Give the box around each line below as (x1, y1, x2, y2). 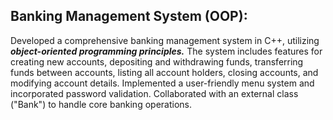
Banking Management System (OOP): (10, 8, 248, 25)
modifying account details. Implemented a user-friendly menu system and (10, 77, 315, 89)
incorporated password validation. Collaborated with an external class (10, 87, 299, 99)
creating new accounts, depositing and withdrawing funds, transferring (10, 55, 304, 68)
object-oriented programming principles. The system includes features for (10, 45, 323, 57)
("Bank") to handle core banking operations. (10, 98, 192, 110)
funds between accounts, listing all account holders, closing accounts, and (10, 66, 319, 78)
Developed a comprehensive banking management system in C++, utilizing (10, 34, 320, 46)
